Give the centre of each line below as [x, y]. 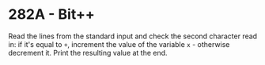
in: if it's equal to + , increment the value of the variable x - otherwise [119, 44]
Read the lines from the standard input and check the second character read [133, 36]
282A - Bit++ [51, 14]
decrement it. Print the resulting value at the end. [88, 52]
